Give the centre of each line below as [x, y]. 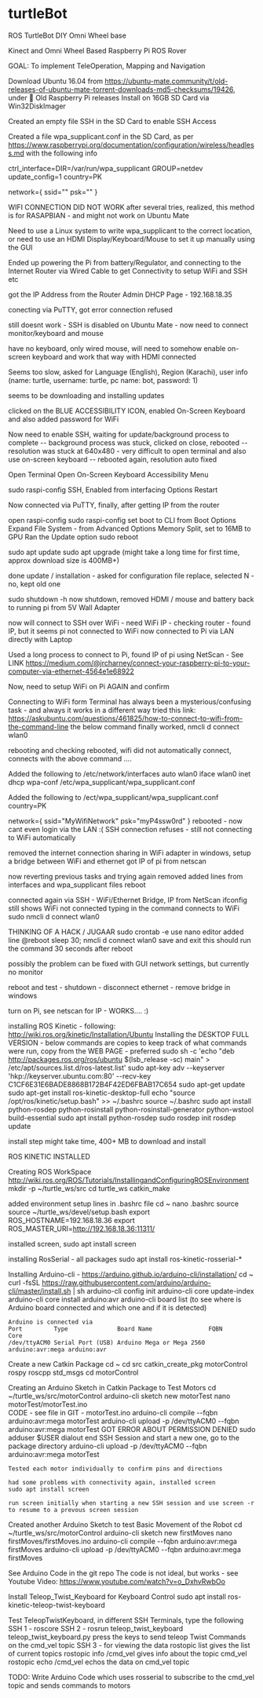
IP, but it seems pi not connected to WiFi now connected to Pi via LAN [121, 631]
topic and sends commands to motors [69, 1685]
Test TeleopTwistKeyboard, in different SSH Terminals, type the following [126, 1620]
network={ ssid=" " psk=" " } [53, 192]
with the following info [62, 153]
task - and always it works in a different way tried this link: [102, 710]
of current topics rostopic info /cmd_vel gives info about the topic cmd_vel [128, 1653]
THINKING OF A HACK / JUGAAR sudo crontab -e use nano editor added [126, 932]
